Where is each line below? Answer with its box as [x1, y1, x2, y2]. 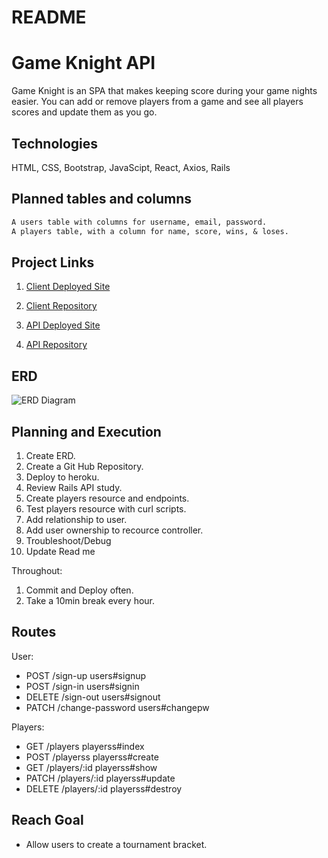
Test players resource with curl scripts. [25, 502, 187, 515]
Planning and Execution [11, 423, 162, 440]
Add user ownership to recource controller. [25, 524, 204, 536]
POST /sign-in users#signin [25, 680, 140, 692]
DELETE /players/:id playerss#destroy [25, 782, 183, 795]
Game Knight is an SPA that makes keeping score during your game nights [11, 85, 318, 97]
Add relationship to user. [25, 513, 128, 525]
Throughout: [11, 564, 63, 576]
